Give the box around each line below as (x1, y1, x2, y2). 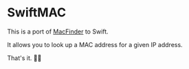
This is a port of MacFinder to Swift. (7, 27, 109, 36)
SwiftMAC (7, 5, 67, 20)
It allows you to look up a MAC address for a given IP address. (7, 40, 184, 49)
